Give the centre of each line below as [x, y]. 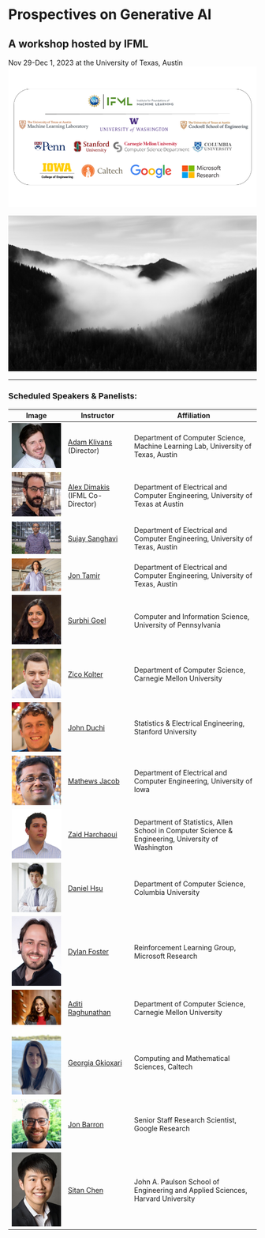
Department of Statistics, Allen [183, 822]
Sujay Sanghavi [93, 538]
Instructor [97, 416]
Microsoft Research [166, 956]
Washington [153, 847]
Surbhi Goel [87, 621]
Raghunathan [90, 1012]
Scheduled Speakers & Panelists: [73, 396]
